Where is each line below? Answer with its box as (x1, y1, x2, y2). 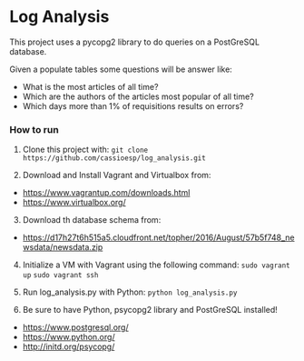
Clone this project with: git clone (22, 144, 148, 155)
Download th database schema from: (22, 215, 162, 226)
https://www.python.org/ (22, 332, 115, 343)
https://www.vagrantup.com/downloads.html (22, 187, 191, 198)
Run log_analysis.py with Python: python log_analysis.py (22, 286, 238, 297)
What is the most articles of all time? (22, 81, 159, 92)
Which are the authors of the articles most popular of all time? (22, 91, 254, 102)
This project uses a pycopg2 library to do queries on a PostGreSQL (9, 36, 260, 47)
